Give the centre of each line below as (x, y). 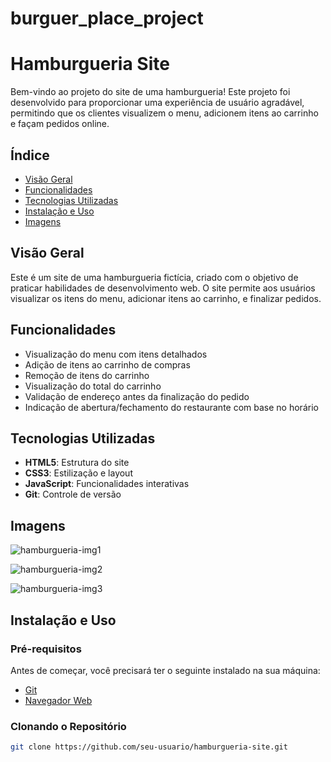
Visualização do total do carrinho (93, 386)
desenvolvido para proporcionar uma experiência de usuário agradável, (157, 103)
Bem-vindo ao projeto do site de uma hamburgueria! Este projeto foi (150, 92)
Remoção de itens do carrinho (87, 375)
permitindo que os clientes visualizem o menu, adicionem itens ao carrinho (164, 113)
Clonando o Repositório (68, 726)
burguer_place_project (107, 18)
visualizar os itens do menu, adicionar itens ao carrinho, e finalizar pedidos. (166, 298)
